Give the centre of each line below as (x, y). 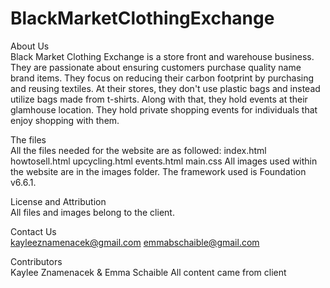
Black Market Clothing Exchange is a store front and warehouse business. (162, 56)
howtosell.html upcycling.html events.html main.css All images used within (164, 161)
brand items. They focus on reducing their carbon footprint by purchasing (162, 78)
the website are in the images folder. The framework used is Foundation (158, 171)
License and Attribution (58, 201)
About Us (30, 46)
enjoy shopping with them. (65, 120)
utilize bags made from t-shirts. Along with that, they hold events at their (159, 99)
